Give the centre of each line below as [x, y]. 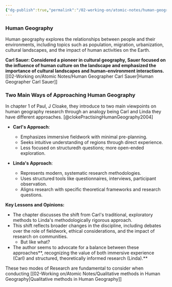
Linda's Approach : [33, 163]
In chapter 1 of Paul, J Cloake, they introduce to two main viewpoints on [81, 106]
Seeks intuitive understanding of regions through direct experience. [92, 142]
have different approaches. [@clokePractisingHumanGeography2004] [79, 117]
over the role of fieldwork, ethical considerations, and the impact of [84, 231]
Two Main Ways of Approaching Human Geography [70, 95]
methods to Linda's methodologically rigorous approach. [72, 220]
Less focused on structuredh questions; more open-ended [82, 148]
